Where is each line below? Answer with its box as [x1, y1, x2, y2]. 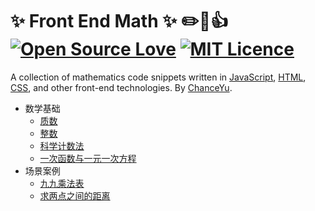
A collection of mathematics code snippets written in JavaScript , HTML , [10, 71, 307, 83]
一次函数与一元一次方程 [39, 152, 137, 164]
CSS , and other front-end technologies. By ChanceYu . [10, 81, 233, 93]
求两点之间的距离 [39, 189, 111, 202]
